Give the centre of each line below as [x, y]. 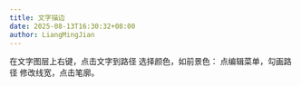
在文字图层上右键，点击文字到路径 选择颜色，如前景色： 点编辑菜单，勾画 [146, 62]
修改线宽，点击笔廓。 [59, 72]
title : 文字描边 [37, 18]
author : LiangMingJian [52, 34]
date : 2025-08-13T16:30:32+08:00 [73, 26]
